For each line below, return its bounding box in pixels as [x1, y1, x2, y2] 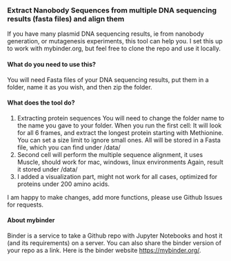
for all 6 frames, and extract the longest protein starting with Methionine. [17, 128, 224, 136]
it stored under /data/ [17, 165, 78, 174]
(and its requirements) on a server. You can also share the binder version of [7, 238, 222, 247]
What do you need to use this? [7, 60, 97, 68]
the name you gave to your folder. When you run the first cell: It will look [17, 121, 222, 129]
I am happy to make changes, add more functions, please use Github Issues [7, 193, 223, 201]
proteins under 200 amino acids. [17, 180, 110, 188]
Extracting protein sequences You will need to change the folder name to [17, 114, 225, 122]
